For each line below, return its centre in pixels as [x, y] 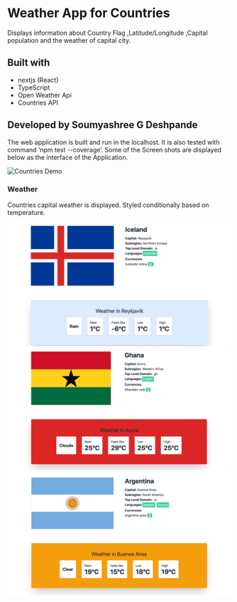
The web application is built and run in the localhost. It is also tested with [114, 142]
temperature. [26, 212]
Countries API [38, 102]
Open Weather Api [45, 95]
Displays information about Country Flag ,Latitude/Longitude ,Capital [108, 33]
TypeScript [34, 88]
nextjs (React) [38, 80]
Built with [29, 63]
